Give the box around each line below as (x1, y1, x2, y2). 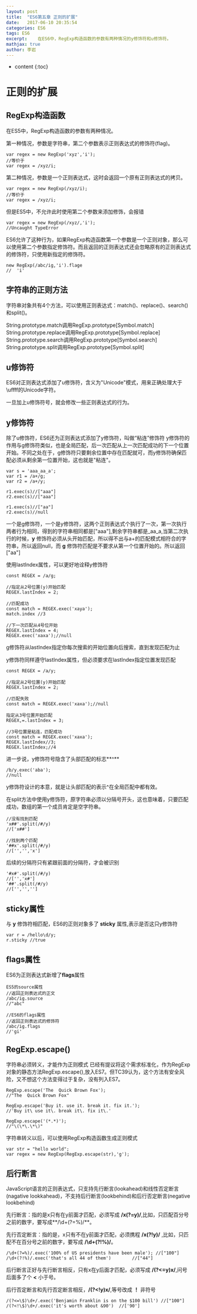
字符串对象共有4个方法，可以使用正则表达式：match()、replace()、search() (6, 301, 189, 309)
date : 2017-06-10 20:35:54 (6, 19, 77, 25)
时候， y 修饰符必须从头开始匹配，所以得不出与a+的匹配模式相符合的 (16, 535, 182, 542)
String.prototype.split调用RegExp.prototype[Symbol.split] (6, 343, 145, 350)
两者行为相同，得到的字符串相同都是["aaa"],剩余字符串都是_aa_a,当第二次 (6, 528, 184, 535)
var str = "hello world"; (6, 1146, 69, 1152)
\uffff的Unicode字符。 (6, 386, 59, 394)
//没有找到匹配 (6, 816, 38, 822)
